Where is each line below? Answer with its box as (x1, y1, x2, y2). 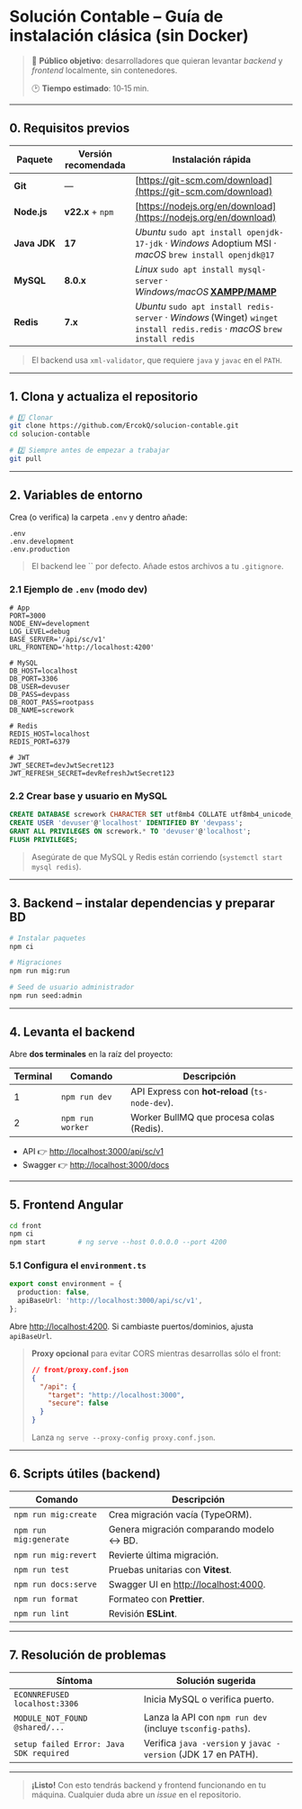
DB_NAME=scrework (9, 706, 75, 715)
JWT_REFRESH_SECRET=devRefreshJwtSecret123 (9, 769, 175, 778)
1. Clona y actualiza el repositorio (9, 389, 199, 404)
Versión (77, 147, 112, 159)
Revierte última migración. (108, 1549, 218, 1561)
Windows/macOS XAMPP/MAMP (134, 285, 277, 298)
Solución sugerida (176, 1674, 256, 1687)
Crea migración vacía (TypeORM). (108, 1508, 253, 1521)
